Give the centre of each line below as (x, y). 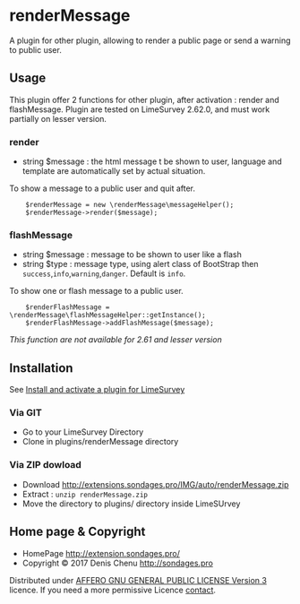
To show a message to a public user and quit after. (102, 188)
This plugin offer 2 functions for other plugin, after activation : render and (144, 99)
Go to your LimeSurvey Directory (83, 432)
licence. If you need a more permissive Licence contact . (113, 590)
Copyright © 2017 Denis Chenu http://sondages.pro (117, 563)
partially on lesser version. (58, 118)
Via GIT (26, 413)
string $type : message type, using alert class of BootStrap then (140, 264)
